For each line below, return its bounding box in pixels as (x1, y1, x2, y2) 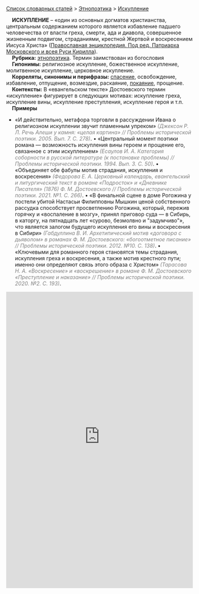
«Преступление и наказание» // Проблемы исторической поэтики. (14, 274, 185, 280)
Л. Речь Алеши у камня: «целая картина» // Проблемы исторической (14, 129, 191, 136)
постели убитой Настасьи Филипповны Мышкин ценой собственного (14, 198, 191, 205)
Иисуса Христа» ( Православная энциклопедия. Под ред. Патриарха (6, 41, 179, 49)
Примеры (11, 105, 37, 111)
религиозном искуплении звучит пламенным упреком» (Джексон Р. (14, 123, 189, 129)
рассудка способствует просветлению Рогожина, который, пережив (14, 205, 190, 211)
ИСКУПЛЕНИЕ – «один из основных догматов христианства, (11, 17, 167, 23)
